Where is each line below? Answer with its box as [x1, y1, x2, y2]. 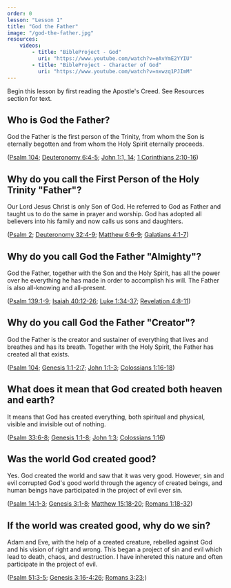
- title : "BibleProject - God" [32, 49, 122, 56]
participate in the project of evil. [7, 560, 98, 569]
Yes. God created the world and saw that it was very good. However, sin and [7, 471, 225, 480]
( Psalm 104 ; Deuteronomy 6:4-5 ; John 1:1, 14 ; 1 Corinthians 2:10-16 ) [7, 153, 199, 162]
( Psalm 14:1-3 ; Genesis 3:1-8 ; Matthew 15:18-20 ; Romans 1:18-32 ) [7, 500, 193, 508]
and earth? [7, 395, 55, 406]
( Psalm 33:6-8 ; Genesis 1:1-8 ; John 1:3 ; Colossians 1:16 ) [7, 433, 165, 442]
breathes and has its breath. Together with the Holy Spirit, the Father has [7, 343, 214, 351]
